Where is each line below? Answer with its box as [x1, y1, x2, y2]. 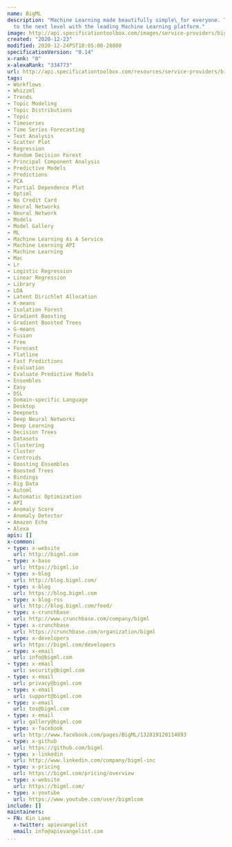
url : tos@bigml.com [13, 706, 70, 713]
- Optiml [7, 190, 32, 197]
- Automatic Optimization [7, 493, 81, 500]
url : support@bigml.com [13, 693, 81, 699]
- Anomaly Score [7, 506, 54, 513]
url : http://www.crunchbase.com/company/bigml [13, 616, 150, 623]
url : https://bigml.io [13, 564, 79, 571]
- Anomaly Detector [7, 512, 64, 519]
